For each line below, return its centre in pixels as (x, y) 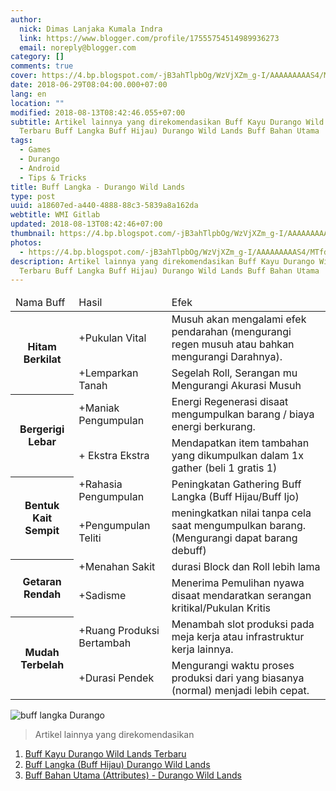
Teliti (90, 538)
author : (26, 19)
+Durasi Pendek (116, 678)
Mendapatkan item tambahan (240, 443)
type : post (33, 196)
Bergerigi (42, 429)
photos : (26, 242)
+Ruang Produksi (119, 631)
